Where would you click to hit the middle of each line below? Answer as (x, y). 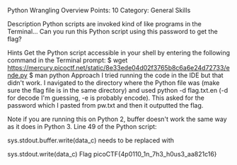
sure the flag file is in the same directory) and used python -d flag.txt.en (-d (118, 90)
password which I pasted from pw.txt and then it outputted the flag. (105, 105)
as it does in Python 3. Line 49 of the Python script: (82, 126)
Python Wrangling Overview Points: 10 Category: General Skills (99, 10)
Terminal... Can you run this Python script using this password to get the (112, 32)
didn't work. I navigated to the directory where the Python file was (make (114, 83)
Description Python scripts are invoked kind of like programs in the (104, 24)
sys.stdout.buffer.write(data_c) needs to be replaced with (91, 140)
